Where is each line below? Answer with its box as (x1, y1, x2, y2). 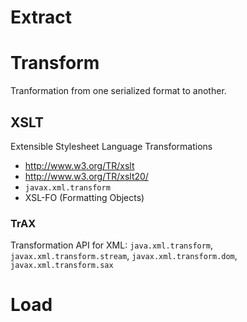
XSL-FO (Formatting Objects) (24, 191, 145, 203)
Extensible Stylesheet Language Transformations (10, 140, 213, 152)
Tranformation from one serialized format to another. (10, 85, 227, 97)
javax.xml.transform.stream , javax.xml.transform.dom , (10, 250, 238, 262)
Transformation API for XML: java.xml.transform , (10, 239, 214, 251)
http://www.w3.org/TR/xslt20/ (24, 170, 149, 182)
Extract (10, 6, 72, 29)
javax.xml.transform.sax (10, 261, 114, 271)
